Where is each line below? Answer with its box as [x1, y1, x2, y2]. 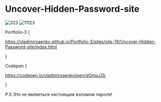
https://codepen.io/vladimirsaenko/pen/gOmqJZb [5, 72, 106, 78]
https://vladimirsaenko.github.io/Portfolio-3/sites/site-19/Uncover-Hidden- [5, 38, 156, 45]
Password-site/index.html [5, 44, 57, 50]
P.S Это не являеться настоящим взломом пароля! [5, 91, 112, 97]
